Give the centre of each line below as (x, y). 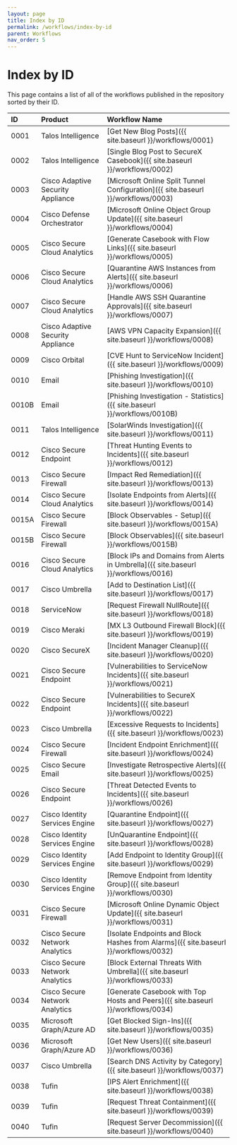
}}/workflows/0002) (140, 169)
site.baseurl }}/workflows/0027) (160, 823)
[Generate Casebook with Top (157, 992)
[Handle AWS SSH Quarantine (156, 297)
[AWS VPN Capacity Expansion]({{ (164, 331)
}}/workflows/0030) (140, 893)
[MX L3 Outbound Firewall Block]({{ (166, 625)
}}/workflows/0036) (140, 1050)
